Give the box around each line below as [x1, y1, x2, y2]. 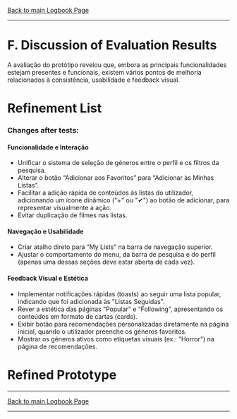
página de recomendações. [17, 342, 97, 351]
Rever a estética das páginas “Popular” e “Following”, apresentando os [17, 305, 224, 313]
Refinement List [7, 100, 102, 116]
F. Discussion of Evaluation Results [7, 37, 217, 54]
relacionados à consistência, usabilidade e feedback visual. [7, 75, 180, 84]
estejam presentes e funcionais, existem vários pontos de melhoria [7, 68, 202, 76]
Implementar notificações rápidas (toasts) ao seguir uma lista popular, [17, 289, 221, 298]
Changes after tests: [7, 126, 79, 135]
